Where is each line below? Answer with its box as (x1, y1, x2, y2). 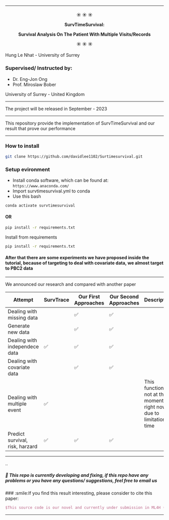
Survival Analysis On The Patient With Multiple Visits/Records (18, 31, 151, 37)
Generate (8, 323, 30, 329)
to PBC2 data (5, 265, 33, 271)
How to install (5, 143, 39, 150)
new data (8, 329, 30, 336)
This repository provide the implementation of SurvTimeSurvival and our (5, 120, 155, 126)
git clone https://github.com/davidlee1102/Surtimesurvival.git (5, 154, 143, 159)
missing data (8, 315, 38, 321)
